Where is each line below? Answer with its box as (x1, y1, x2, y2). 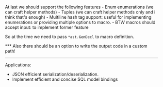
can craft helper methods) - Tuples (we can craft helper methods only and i (5, 9, 156, 15)
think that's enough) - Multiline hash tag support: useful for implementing (5, 14, 152, 20)
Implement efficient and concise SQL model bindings (12, 76, 118, 82)
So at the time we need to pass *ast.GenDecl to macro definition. (5, 34, 134, 39)
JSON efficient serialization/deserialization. (12, 72, 98, 77)
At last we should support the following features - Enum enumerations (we (5, 4, 154, 10)
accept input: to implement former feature (5, 25, 89, 30)
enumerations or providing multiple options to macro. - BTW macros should (5, 19, 156, 25)
